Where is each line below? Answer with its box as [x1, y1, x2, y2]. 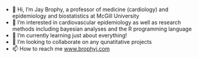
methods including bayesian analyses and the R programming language [12, 25, 192, 32]
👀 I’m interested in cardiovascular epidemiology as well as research [12, 19, 182, 26]
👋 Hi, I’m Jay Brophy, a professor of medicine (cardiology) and [12, 6, 169, 13]
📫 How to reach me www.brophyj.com [12, 45, 110, 52]
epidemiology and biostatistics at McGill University [12, 12, 140, 20]
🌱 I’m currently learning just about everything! [12, 32, 127, 39]
